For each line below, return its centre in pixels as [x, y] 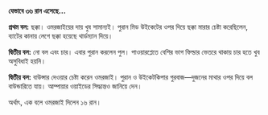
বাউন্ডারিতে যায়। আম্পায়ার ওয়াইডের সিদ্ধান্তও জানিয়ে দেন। [75, 86]
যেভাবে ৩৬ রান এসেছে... [37, 11]
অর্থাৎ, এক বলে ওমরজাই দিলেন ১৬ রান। [55, 102]
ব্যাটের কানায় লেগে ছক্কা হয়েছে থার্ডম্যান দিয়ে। [61, 36]
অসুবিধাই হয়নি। [27, 61]
